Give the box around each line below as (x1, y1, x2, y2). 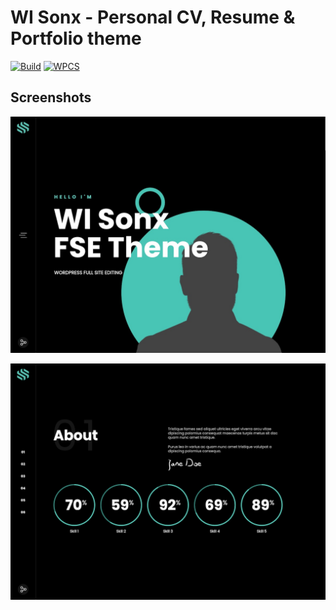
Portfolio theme (10, 27, 142, 50)
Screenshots (10, 89, 92, 106)
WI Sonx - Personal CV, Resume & (10, 6, 296, 29)
